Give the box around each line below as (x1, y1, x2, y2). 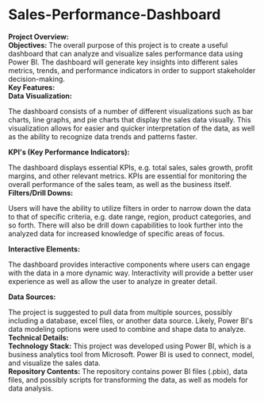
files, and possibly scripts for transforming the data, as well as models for (8, 375, 248, 384)
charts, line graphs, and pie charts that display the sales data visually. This (8, 115, 251, 124)
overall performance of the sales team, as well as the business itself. (8, 179, 231, 189)
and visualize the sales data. (8, 358, 101, 368)
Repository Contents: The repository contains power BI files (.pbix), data (8, 366, 248, 376)
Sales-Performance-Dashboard (8, 6, 221, 24)
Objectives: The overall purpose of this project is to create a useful (8, 40, 228, 49)
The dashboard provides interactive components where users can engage (8, 259, 251, 269)
